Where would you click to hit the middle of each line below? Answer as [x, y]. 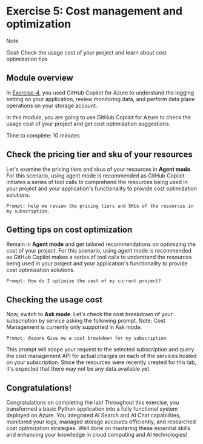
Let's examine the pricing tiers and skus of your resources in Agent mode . [99, 169]
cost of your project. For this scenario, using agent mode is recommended [99, 251]
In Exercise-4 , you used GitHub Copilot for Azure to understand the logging [100, 93]
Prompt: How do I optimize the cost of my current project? [84, 281]
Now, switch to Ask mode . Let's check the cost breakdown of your [89, 314]
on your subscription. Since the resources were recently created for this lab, [101, 362]
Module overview [40, 78]
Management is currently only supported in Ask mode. [74, 327]
